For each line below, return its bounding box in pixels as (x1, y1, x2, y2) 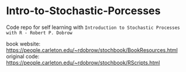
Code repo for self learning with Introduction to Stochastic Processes (6, 24, 180, 31)
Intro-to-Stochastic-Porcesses (6, 4, 161, 18)
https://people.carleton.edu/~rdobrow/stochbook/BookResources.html (6, 46, 178, 54)
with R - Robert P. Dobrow (6, 30, 73, 36)
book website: (6, 40, 41, 47)
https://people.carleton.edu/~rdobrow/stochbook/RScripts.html (6, 59, 161, 66)
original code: (6, 53, 40, 60)
